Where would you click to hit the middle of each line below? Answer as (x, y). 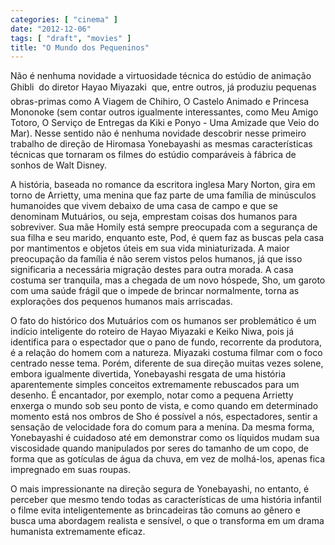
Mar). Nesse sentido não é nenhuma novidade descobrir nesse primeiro (158, 133)
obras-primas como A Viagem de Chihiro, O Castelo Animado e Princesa (160, 102)
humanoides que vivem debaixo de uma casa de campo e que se (144, 206)
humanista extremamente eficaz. (78, 532)
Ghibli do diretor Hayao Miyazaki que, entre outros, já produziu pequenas (163, 87)
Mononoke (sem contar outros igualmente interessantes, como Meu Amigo (164, 112)
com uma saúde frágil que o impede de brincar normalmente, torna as (155, 291)
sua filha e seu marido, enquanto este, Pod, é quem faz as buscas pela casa (167, 238)
